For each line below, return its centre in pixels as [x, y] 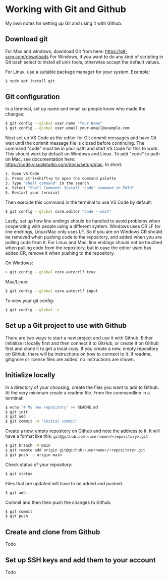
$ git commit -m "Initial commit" [42, 421]
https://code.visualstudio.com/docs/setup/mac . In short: [64, 164]
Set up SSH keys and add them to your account [80, 560]
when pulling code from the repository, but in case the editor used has [78, 248]
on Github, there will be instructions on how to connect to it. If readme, [79, 354]
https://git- [116, 51]
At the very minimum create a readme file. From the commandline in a [78, 392]
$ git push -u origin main [34, 455]
